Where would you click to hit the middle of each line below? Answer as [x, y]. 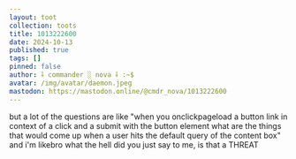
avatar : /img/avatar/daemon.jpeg [71, 83]
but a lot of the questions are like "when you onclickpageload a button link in [148, 117]
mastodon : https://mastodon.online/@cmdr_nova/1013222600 [118, 91]
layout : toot [33, 17]
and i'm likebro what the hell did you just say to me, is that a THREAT [134, 144]
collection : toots [43, 26]
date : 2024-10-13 [41, 42]
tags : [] [25, 58]
